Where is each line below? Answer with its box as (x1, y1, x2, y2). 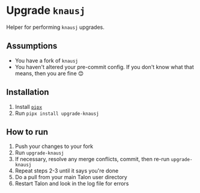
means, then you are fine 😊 (14, 70, 84, 77)
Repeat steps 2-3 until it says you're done (14, 167, 119, 174)
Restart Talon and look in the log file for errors (14, 180, 129, 187)
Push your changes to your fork (14, 142, 94, 150)
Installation (6, 87, 49, 97)
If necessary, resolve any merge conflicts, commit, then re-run (14, 156, 170, 163)
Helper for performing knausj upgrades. (6, 23, 105, 31)
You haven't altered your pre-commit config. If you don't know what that (14, 63, 194, 70)
